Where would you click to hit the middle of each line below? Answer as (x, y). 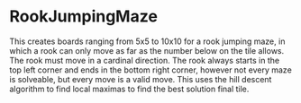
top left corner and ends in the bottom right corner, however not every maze (151, 70)
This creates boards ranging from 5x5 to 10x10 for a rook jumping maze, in (147, 41)
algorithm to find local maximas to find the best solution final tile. (129, 89)
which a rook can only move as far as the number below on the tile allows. (147, 50)
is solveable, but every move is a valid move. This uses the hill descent (141, 79)
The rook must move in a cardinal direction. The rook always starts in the (145, 60)
